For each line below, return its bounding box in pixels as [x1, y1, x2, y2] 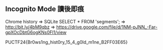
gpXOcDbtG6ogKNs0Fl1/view [5, 29, 67, 35]
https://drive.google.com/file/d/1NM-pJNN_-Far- [56, 24, 158, 30]
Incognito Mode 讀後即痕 [5, 5, 85, 14]
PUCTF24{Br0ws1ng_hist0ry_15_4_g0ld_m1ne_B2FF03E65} [5, 39, 128, 45]
